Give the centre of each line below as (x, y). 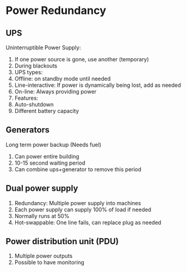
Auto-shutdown (34, 104)
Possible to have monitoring (49, 262)
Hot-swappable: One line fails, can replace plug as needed (88, 222)
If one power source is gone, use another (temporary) (82, 59)
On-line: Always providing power (55, 91)
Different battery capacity (47, 111)
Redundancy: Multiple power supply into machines (78, 203)
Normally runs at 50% (42, 216)
